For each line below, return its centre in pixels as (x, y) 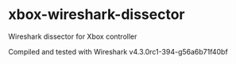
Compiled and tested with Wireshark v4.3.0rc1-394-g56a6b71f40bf (118, 51)
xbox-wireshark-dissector (97, 15)
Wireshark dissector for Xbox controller (73, 36)
